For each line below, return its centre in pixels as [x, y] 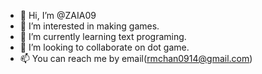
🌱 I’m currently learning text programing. [103, 36]
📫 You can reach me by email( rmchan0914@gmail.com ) [136, 58]
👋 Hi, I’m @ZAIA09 [58, 15]
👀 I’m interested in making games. [89, 26]
